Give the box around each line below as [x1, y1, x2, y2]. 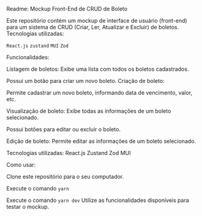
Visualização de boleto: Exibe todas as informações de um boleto [6, 107, 171, 115]
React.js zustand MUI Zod [6, 43, 69, 49]
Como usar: [6, 161, 36, 168]
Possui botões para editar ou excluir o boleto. [6, 126, 121, 133]
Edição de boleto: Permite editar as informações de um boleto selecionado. [6, 137, 196, 145]
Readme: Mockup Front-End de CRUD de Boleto [6, 5, 127, 12]
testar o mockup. [6, 203, 50, 210]
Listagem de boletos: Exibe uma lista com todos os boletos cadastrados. [6, 65, 189, 73]
